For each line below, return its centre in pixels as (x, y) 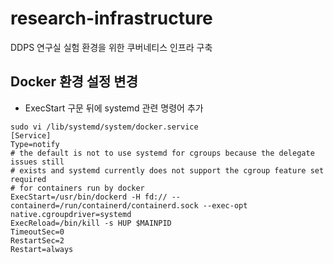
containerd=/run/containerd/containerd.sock (104, 205)
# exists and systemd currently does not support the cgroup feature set (167, 170)
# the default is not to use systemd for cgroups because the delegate (162, 153)
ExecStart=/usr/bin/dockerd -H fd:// (89, 197)
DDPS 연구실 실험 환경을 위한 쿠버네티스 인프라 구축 (111, 47)
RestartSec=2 (37, 240)
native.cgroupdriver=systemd (71, 214)
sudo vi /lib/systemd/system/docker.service (104, 127)
